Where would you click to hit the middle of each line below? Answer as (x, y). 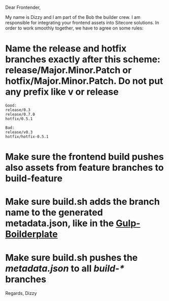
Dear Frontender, (23, 7)
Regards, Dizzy (21, 293)
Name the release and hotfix (66, 49)
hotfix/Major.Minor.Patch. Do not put (84, 81)
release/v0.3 (19, 132)
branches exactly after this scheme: (83, 59)
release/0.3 (18, 110)
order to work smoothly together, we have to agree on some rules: (74, 28)
